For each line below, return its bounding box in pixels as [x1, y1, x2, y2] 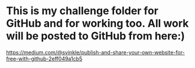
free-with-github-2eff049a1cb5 [6, 55, 83, 62]
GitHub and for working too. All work [6, 17, 189, 30]
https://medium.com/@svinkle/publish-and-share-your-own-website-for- [6, 48, 185, 56]
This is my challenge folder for [6, 4, 158, 18]
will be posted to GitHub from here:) [6, 30, 185, 43]
